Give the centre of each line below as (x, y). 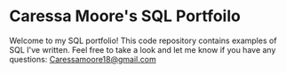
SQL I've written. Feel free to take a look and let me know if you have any (143, 49)
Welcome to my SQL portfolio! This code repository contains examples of (143, 40)
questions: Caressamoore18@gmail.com (83, 59)
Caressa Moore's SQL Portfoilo (125, 16)
